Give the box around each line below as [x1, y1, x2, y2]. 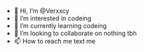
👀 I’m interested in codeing [13, 14, 92, 22]
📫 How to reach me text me [13, 37, 96, 45]
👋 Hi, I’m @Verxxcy [13, 7, 70, 15]
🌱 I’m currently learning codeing [13, 22, 107, 30]
